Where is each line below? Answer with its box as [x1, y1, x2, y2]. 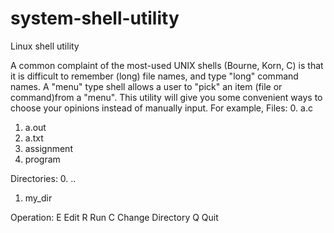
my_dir [24, 192, 53, 204]
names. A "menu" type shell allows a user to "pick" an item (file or [10, 80, 283, 92]
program [24, 153, 61, 165]
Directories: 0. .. [10, 172, 77, 184]
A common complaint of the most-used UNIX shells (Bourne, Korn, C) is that [10, 59, 324, 71]
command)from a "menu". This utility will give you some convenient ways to [10, 91, 323, 103]
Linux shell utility [10, 40, 80, 52]
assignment [24, 142, 73, 154]
